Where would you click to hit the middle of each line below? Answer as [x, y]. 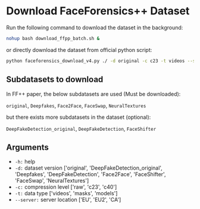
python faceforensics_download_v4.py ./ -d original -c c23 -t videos [96, 61]
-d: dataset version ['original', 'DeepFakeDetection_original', [88, 168]
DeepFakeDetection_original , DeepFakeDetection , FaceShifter [81, 128]
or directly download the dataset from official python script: [79, 50]
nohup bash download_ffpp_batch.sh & [53, 38]
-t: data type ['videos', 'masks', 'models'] [66, 193]
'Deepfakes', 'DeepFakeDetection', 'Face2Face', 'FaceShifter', [90, 174]
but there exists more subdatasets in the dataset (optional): [79, 117]
